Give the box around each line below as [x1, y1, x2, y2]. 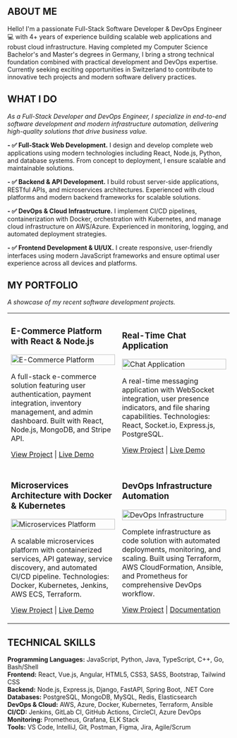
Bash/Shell [7, 663, 39, 671]
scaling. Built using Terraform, [122, 553, 221, 563]
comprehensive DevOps [122, 580, 202, 589]
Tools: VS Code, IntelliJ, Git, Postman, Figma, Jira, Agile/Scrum [7, 723, 191, 732]
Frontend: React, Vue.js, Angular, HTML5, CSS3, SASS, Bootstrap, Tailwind [7, 670, 226, 679]
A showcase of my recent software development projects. [7, 298, 176, 306]
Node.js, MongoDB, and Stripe [11, 425, 111, 434]
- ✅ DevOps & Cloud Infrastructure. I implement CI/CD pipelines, [7, 207, 197, 215]
